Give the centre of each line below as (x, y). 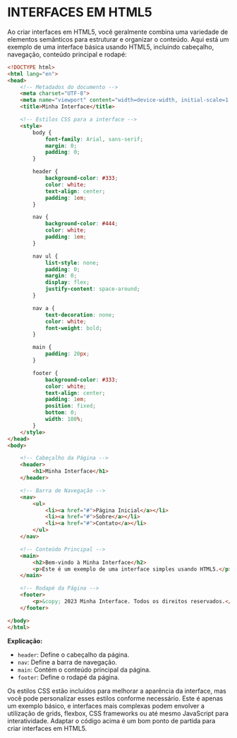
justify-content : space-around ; (92, 289)
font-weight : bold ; (73, 328)
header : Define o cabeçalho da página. (73, 655)
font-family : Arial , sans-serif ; (94, 139)
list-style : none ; (72, 263)
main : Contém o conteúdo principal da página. (84, 669)
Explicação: (25, 641)
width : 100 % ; (64, 419)
